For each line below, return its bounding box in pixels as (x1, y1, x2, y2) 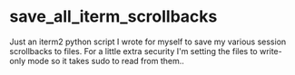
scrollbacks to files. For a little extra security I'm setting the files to (9, 45, 258, 56)
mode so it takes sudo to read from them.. (26, 55, 184, 66)
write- (259, 45, 283, 56)
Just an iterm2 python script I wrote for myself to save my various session (9, 36, 287, 47)
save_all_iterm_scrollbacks (9, 6, 218, 27)
